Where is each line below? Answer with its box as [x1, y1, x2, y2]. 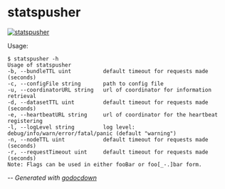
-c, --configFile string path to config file [7, 80, 164, 87]
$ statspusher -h [7, 55, 59, 63]
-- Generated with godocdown [7, 173, 98, 182]
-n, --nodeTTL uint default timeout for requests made [7, 136, 209, 143]
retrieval [7, 92, 37, 99]
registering [7, 117, 43, 124]
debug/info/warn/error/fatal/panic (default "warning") [7, 129, 177, 137]
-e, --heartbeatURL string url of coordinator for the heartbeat [7, 111, 219, 118]
